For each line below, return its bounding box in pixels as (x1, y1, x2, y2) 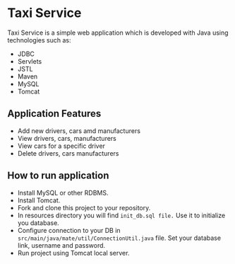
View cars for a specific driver (17, 142, 106, 150)
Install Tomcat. (17, 196, 61, 205)
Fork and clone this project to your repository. (17, 203, 151, 212)
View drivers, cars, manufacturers (17, 134, 116, 142)
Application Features (7, 108, 102, 120)
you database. (17, 218, 60, 227)
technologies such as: (7, 35, 71, 44)
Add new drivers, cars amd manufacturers (17, 126, 141, 135)
